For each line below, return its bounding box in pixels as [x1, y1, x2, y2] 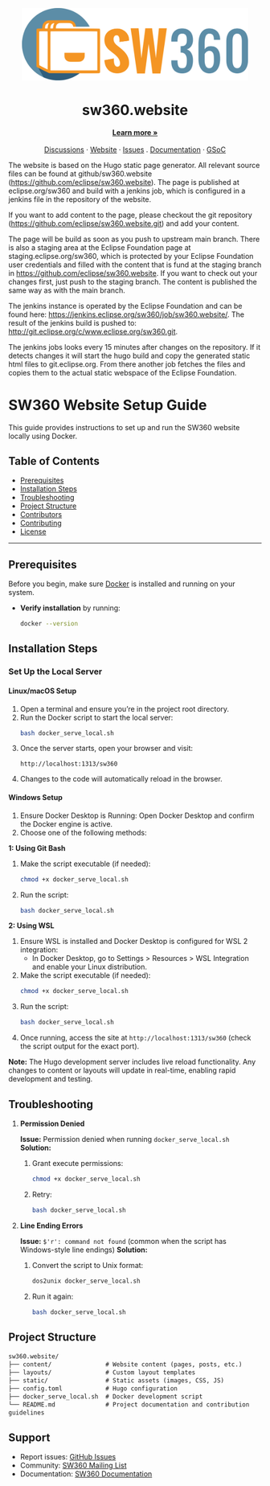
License [19, 527, 47, 536]
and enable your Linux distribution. [31, 962, 147, 972]
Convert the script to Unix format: [31, 1260, 144, 1270]
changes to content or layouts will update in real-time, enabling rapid [8, 1065, 236, 1075]
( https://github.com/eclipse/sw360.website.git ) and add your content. [8, 218, 239, 228]
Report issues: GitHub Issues [19, 1452, 117, 1462]
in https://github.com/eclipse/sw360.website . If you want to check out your [8, 268, 258, 277]
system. [8, 588, 35, 597]
